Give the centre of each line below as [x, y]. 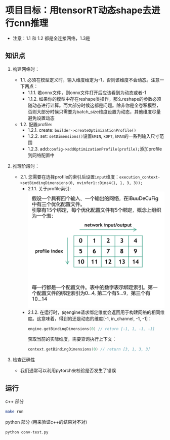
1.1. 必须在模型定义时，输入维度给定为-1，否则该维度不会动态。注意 [90, 80]
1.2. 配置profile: [36, 124]
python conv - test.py [27, 432]
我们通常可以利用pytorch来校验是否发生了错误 [68, 371]
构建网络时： [26, 69]
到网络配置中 [41, 155]
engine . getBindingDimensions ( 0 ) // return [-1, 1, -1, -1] [91, 329]
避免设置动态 [41, 118]
